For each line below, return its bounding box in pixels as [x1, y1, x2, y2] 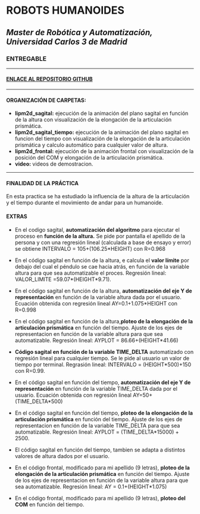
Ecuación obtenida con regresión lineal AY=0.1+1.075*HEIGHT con [14, 300, 177, 307]
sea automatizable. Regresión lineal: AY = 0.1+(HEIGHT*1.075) [14, 483, 167, 490]
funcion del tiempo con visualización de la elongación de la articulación [14, 135, 190, 142]
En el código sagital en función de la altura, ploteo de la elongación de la [14, 317, 193, 325]
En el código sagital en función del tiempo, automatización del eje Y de [14, 379, 191, 386]
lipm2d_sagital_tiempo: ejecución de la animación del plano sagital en [14, 129, 189, 136]
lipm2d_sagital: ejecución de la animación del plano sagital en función [14, 110, 189, 117]
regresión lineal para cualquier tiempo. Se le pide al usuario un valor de [14, 354, 190, 362]
